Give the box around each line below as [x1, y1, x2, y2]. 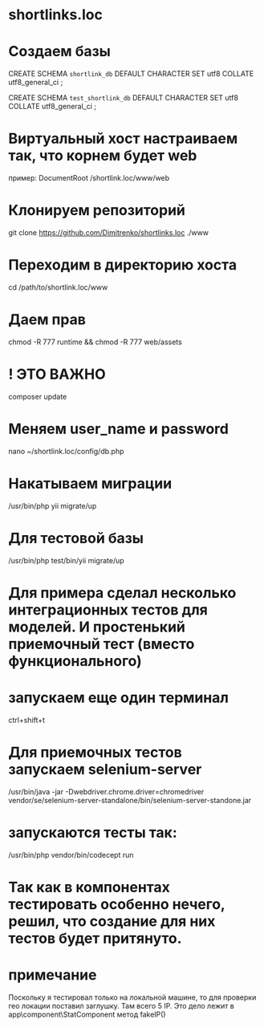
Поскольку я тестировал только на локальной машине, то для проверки [8, 992, 257, 1002]
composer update [8, 392, 67, 401]
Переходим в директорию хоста [8, 256, 238, 274]
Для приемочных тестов [8, 743, 182, 761]
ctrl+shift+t [8, 715, 46, 725]
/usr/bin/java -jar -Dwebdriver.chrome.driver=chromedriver [8, 786, 205, 796]
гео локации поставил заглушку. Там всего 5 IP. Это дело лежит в [8, 1001, 234, 1010]
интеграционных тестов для [8, 600, 209, 619]
